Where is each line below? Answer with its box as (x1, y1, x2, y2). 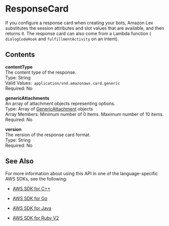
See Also (5, 157, 34, 165)
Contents (5, 50, 35, 59)
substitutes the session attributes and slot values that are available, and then (5, 25, 164, 31)
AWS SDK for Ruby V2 (12, 215, 59, 221)
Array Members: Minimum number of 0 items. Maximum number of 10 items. (5, 111, 164, 117)
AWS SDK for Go (12, 195, 48, 201)
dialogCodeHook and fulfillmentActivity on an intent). (5, 36, 119, 42)
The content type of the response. (5, 69, 77, 75)
